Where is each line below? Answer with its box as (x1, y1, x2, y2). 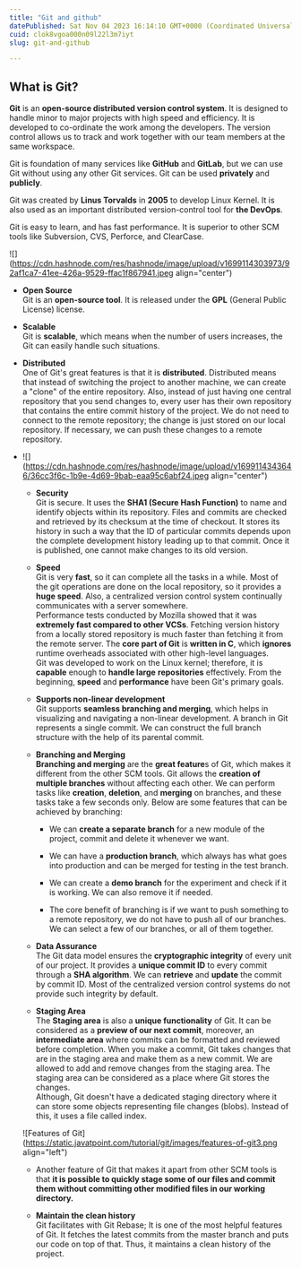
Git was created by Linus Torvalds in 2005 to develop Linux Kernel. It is (9, 194, 275, 206)
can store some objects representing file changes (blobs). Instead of (35, 1101, 289, 1112)
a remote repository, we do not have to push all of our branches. (48, 914, 287, 925)
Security (35, 487, 69, 498)
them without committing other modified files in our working (35, 1184, 266, 1195)
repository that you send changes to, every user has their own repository (21, 396, 292, 407)
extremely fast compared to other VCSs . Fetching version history (35, 619, 280, 630)
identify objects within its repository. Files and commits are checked (35, 507, 287, 518)
